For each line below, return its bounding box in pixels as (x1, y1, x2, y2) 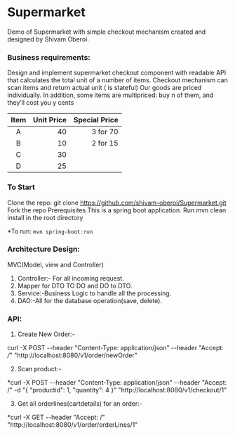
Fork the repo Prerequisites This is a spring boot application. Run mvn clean (7, 205, 227, 214)
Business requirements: (7, 52, 91, 62)
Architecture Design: (7, 244, 81, 254)
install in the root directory (7, 213, 83, 222)
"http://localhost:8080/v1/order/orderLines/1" (7, 421, 138, 429)
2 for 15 (91, 139, 119, 148)
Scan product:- (17, 365, 62, 373)
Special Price (73, 115, 119, 125)
